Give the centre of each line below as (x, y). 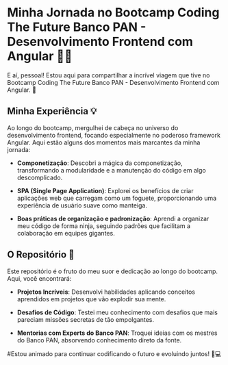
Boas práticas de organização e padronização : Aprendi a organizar (113, 218)
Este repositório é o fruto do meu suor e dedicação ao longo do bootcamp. (112, 271)
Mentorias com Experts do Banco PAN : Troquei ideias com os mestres (117, 333)
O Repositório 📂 (41, 255)
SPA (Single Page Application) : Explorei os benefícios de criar (105, 190)
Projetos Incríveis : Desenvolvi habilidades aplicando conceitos (106, 292)
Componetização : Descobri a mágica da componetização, (100, 163)
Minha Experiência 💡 (52, 111)
